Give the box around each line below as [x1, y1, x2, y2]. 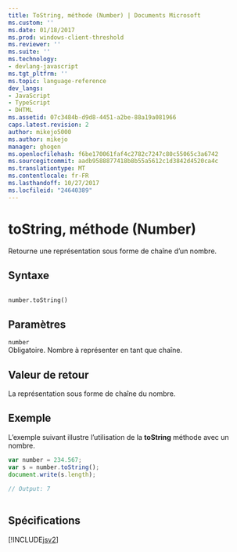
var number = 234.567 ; [8, 456, 82, 463]
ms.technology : [8, 56, 58, 64]
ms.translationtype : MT [8, 165, 86, 172]
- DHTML [8, 107, 34, 114]
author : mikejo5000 [8, 128, 72, 136]
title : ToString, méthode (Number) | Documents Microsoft [8, 11, 201, 20]
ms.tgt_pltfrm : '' [8, 70, 68, 78]
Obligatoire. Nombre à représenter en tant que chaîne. [8, 346, 182, 355]
